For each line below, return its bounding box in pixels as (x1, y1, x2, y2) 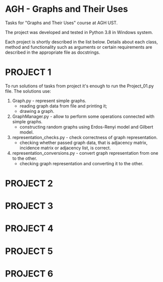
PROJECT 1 (5, 67, 52, 78)
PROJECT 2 (5, 178, 53, 189)
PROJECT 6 (5, 268, 53, 279)
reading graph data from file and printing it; (19, 103, 107, 109)
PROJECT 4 (5, 223, 54, 234)
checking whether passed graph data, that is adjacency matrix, (19, 140, 148, 145)
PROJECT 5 (5, 246, 53, 257)
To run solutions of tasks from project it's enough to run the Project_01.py (5, 83, 154, 89)
